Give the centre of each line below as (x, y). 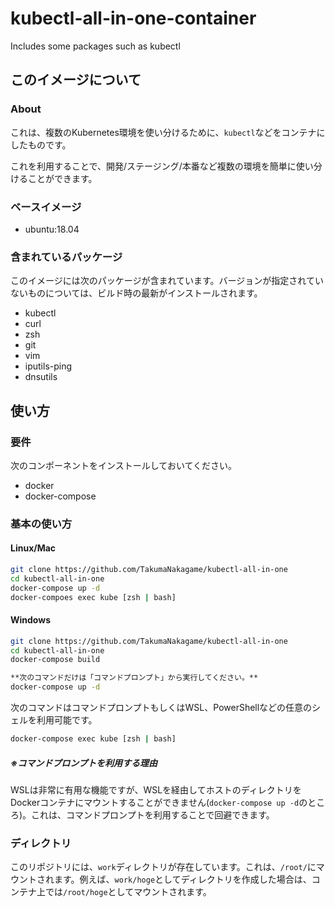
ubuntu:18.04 (52, 229)
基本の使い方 (41, 524)
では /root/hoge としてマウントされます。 (128, 892)
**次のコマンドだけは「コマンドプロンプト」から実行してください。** (134, 678)
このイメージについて (76, 80)
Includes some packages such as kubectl (95, 46)
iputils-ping (48, 366)
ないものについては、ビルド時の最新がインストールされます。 (136, 293)
